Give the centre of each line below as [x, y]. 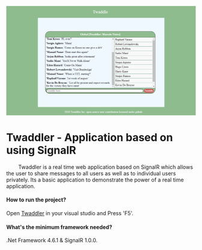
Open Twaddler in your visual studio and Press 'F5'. [70, 213]
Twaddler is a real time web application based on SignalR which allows [106, 167]
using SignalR [41, 151]
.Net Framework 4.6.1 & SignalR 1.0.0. [52, 240]
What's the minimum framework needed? [59, 227]
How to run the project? [36, 200]
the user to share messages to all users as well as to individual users [91, 173]
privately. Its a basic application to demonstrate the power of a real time [95, 180]
